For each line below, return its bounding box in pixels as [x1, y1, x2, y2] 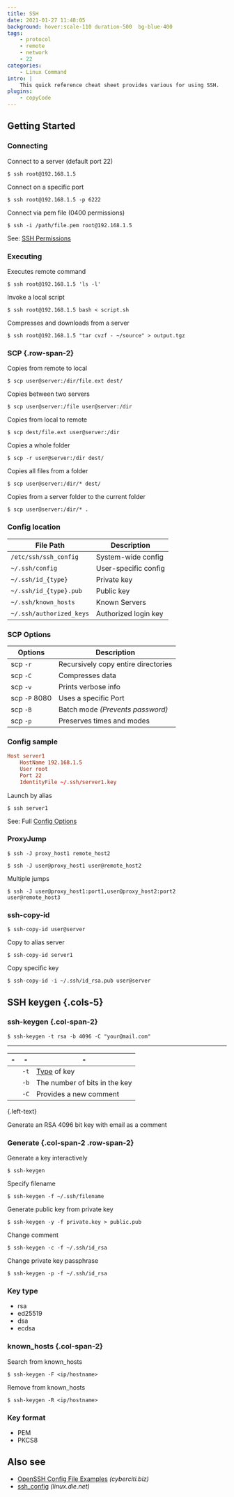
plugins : [7, 88, 33, 95]
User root [19, 765, 49, 772]
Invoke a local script [7, 293, 65, 301]
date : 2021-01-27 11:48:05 [7, 17, 86, 24]
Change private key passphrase [7, 1257, 99, 1265]
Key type [7, 1287, 38, 1296]
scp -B [10, 705, 33, 714]
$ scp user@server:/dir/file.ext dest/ [7, 378, 123, 385]
